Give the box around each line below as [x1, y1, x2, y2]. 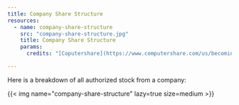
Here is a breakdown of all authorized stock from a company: [7, 75, 186, 84]
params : [20, 43, 43, 50]
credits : [26, 50, 53, 57]
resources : [7, 17, 40, 24]
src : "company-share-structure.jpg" [20, 30, 129, 38]
